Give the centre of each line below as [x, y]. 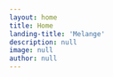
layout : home [33, 17]
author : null [33, 58]
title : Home [31, 26]
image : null [31, 50]
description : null [43, 42]
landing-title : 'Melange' [57, 34]
